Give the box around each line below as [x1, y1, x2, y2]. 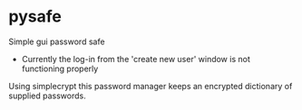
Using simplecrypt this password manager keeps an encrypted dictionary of [8, 80, 293, 91]
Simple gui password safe [8, 36, 105, 47]
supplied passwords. [8, 90, 87, 101]
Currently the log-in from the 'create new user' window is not [21, 53, 250, 64]
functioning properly [21, 63, 99, 74]
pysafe [8, 6, 63, 27]
